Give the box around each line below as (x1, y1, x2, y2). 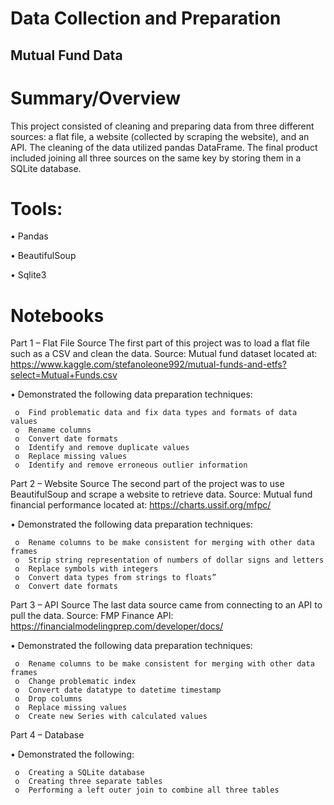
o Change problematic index (14, 677, 137, 687)
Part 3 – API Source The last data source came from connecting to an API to (10, 599, 323, 611)
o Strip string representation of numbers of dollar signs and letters (14, 555, 325, 566)
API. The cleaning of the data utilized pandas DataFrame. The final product (10, 141, 318, 153)
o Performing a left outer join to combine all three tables (14, 785, 280, 796)
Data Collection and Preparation (10, 7, 282, 30)
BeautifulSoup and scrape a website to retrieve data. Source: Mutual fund (10, 488, 313, 501)
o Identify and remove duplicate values (14, 443, 190, 453)
